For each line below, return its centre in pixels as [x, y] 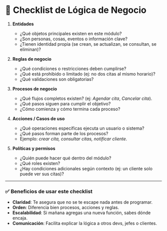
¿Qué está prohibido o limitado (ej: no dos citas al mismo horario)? [87, 74]
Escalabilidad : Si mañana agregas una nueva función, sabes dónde [82, 213]
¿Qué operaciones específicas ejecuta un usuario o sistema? [82, 128]
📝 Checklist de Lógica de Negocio [76, 10]
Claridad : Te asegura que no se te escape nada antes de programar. [83, 202]
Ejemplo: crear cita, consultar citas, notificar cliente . [74, 139]
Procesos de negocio [35, 88]
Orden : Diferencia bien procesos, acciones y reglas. [66, 208]
